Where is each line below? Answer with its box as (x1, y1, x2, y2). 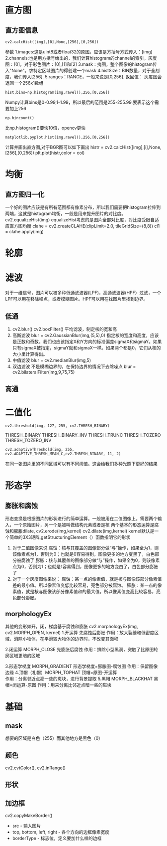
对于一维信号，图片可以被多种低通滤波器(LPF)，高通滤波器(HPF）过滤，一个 (5, 290, 162, 296)
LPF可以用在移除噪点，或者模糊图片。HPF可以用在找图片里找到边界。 (5, 296, 148, 302)
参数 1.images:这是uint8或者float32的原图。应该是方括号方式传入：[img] (5, 49, 153, 55)
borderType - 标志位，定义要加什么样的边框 (12, 836, 102, 842)
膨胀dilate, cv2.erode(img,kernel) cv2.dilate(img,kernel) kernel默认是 (13, 528, 155, 534)
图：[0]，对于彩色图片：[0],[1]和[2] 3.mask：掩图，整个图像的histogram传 (5, 61, 158, 67)
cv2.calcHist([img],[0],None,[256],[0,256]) (5, 39, 99, 44)
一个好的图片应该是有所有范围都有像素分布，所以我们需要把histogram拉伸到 (5, 204, 161, 210)
